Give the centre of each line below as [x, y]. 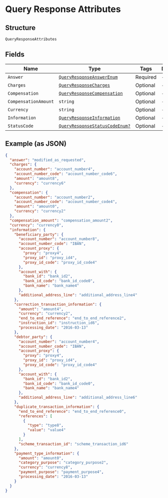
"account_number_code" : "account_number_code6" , [66, 174]
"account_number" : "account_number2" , [54, 197]
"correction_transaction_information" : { [58, 304]
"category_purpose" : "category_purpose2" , [63, 463]
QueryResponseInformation [89, 118]
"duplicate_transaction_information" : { [57, 407]
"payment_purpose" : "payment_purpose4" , [61, 472]
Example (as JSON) [36, 144]
